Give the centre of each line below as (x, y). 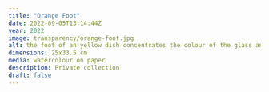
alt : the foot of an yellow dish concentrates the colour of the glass (130, 46)
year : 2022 (26, 30)
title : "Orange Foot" (44, 16)
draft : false (30, 75)
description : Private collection (64, 68)
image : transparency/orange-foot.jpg (71, 38)
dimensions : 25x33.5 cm (48, 53)
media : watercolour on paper (57, 61)
